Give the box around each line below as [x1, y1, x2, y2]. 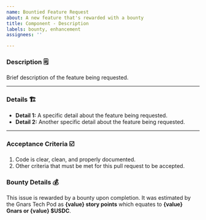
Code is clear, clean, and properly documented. [15, 156, 136, 163]
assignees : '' [6, 32, 43, 38]
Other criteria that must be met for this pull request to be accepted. [15, 162, 185, 170]
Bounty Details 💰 [6, 178, 59, 186]
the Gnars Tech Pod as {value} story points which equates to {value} [6, 200, 183, 208]
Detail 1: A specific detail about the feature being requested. [15, 112, 167, 119]
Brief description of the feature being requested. [6, 74, 129, 82]
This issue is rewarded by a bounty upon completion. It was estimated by [6, 194, 191, 202]
